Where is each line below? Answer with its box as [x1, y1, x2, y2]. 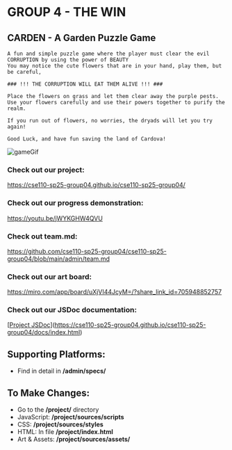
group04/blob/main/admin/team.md [7, 255, 110, 263]
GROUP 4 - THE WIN [7, 4, 126, 20]
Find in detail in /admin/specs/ [17, 367, 106, 376]
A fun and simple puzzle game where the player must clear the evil [7, 50, 210, 57]
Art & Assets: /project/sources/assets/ [17, 435, 131, 444]
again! [7, 123, 26, 130]
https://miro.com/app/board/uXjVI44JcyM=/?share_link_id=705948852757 [7, 288, 222, 296]
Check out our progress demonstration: [7, 198, 144, 208]
